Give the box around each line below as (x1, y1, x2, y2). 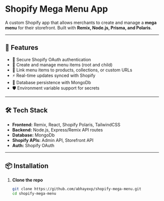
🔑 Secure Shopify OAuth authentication (12, 56, 91, 62)
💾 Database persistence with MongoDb (12, 79, 91, 85)
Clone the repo (12, 177, 43, 183)
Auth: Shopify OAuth (12, 142, 55, 148)
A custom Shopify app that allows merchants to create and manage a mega (5, 20, 157, 25)
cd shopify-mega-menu (12, 191, 56, 196)
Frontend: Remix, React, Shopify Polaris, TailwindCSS (12, 121, 121, 128)
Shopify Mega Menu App (5, 3, 108, 15)
